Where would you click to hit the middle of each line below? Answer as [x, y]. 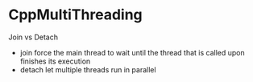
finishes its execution [55, 61]
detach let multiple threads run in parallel [88, 69]
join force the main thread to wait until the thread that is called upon [133, 52]
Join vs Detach [33, 37]
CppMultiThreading [75, 15]
